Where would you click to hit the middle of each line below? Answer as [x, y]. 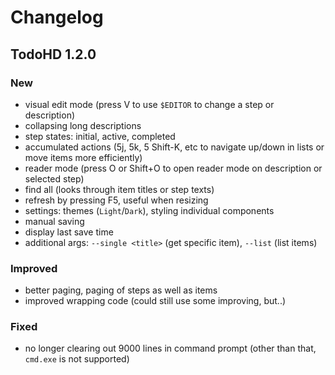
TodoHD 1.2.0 [53, 54]
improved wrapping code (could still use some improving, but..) [155, 301]
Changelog [57, 17]
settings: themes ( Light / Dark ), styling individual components [149, 210]
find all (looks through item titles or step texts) [119, 189]
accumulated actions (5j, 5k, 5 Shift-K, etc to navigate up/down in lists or [174, 147]
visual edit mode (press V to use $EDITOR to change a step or [149, 104]
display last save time [69, 232]
